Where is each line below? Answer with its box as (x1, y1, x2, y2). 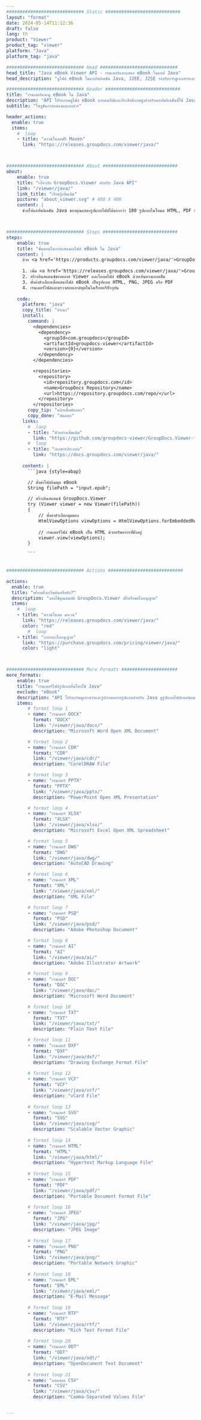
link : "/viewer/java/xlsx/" (32, 822, 103, 828)
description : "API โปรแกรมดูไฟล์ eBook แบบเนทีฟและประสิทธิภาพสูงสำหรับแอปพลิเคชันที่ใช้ (6, 97, 184, 104)
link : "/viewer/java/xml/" (32, 888, 100, 894)
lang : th (6, 31, 28, 37)
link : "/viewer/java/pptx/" (32, 788, 103, 795)
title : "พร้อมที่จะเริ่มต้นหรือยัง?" (11, 589, 77, 596)
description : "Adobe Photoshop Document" (32, 927, 138, 933)
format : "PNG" (32, 1249, 68, 1255)
